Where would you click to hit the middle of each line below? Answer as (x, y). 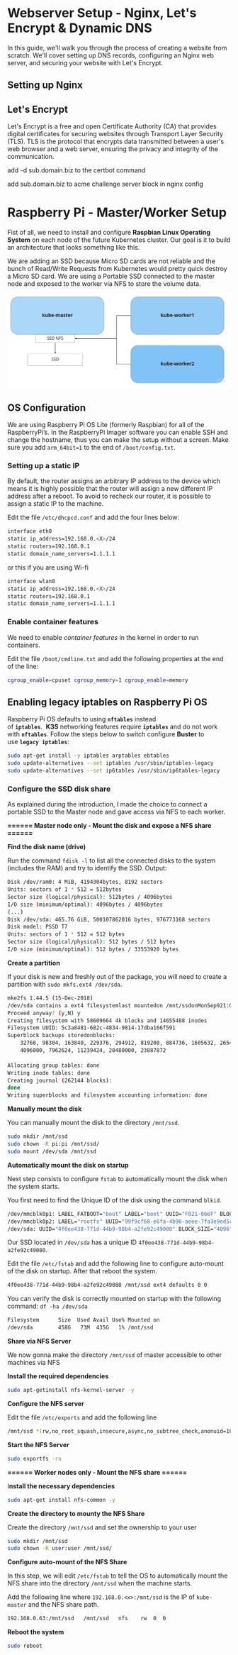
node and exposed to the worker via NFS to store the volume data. (104, 284)
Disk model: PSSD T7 (38, 927)
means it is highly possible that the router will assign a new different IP (110, 489)
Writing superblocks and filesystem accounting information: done (107, 1095)
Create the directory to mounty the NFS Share (76, 1513)
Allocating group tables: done (53, 1065)
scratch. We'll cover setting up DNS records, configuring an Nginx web (111, 55)
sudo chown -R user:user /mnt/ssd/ (60, 1549)
